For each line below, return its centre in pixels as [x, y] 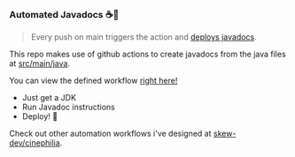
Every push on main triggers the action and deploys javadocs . [144, 37]
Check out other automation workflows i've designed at [110, 134]
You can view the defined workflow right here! [93, 81]
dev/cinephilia [35, 143]
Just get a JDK [49, 98]
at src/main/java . [40, 64]
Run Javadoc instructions [68, 107]
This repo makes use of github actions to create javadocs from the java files [147, 54]
